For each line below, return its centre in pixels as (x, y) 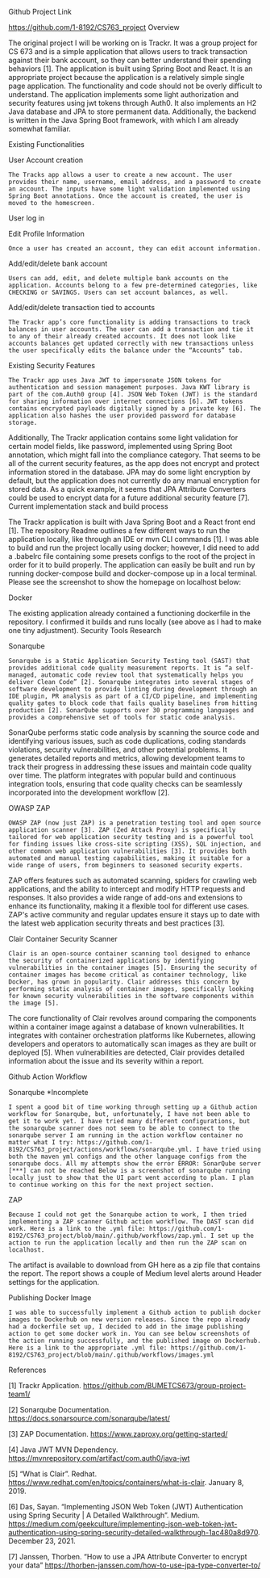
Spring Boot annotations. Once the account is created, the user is (126, 196)
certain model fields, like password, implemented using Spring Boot (120, 446)
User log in (27, 218)
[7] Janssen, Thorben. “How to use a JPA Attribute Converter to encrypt (128, 1557)
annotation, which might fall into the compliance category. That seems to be (135, 455)
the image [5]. (34, 1003)
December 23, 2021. (42, 1541)
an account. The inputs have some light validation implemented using (129, 189)
